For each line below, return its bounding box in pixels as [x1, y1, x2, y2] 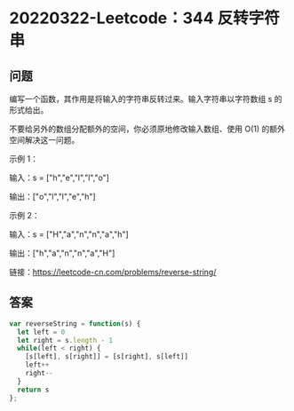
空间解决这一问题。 [9, 135, 80, 145]
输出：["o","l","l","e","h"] [9, 192, 96, 202]
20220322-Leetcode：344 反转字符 [9, 8, 280, 28]
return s [17, 385, 50, 394]
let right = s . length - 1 [17, 336, 114, 344]
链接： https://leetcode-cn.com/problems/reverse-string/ [9, 267, 217, 277]
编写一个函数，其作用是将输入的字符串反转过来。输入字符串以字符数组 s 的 [9, 94, 282, 104]
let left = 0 [17, 328, 66, 336]
